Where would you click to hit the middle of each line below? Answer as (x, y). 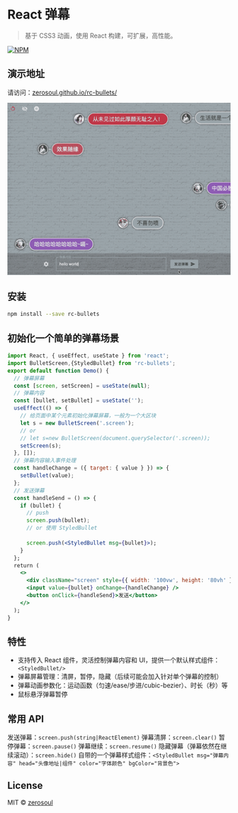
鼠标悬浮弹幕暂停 (42, 694)
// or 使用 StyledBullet (62, 528)
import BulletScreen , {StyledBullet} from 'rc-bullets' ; (91, 363)
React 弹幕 (39, 15)
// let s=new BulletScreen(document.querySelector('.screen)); (115, 438)
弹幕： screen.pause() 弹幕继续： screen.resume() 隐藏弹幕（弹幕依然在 (117, 746)
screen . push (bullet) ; (58, 520)
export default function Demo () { (58, 371)
